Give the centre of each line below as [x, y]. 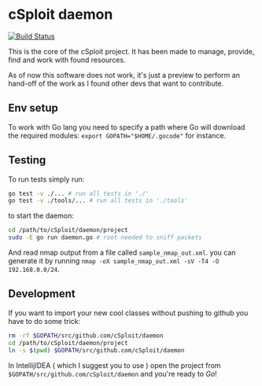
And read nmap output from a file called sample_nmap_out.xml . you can [122, 252]
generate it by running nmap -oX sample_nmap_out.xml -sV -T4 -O [114, 261]
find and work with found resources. [67, 60]
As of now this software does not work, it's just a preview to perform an [124, 75]
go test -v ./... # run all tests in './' [79, 193]
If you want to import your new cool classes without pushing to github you [128, 313]
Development [42, 294]
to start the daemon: [41, 216]
